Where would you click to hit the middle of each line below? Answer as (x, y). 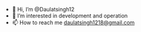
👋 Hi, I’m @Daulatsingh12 (43, 9)
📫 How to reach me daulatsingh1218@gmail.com (73, 22)
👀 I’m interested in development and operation (70, 16)
